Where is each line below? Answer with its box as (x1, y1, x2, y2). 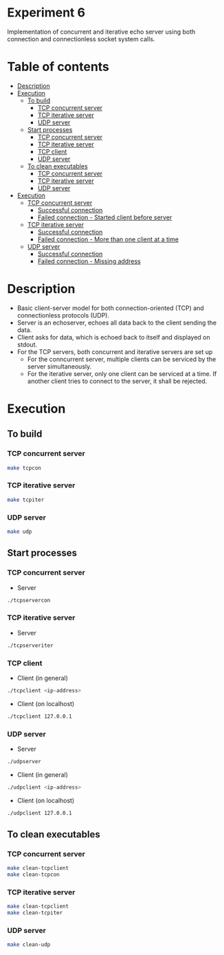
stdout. (16, 340, 38, 349)
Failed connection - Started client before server (37, 213, 172, 221)
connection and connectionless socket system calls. (7, 34, 155, 43)
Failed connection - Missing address (37, 256, 141, 265)
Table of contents (7, 59, 110, 75)
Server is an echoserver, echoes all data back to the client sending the (16, 318, 217, 327)
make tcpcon (7, 464, 41, 472)
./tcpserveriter (7, 641, 54, 649)
